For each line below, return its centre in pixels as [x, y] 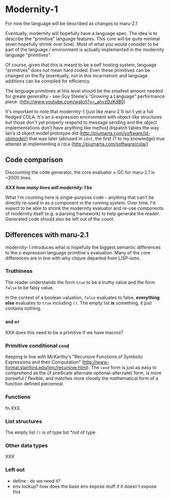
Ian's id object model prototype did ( [43, 133]
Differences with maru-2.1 [47, 235]
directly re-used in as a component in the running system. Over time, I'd [80, 202]
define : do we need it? [37, 481]
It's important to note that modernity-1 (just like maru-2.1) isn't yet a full [79, 111]
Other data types [27, 445]
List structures [24, 421]
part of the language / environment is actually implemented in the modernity [85, 49]
